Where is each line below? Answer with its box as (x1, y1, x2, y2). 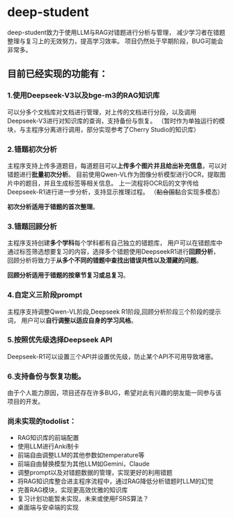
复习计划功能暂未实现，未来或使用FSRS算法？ (17, 494, 150, 503)
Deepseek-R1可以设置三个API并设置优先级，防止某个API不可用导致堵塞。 (7, 352, 217, 360)
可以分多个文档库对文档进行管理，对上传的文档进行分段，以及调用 (7, 107, 196, 116)
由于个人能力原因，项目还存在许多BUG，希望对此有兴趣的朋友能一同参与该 (7, 388, 222, 397)
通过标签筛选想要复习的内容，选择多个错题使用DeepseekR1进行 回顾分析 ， (7, 247, 220, 256)
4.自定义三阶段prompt (7, 290, 82, 300)
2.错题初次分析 (7, 144, 57, 154)
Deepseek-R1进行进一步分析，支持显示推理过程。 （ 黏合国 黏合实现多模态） (7, 188, 224, 196)
